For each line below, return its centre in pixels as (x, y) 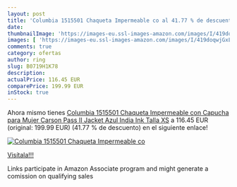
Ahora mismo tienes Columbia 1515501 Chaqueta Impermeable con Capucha (118, 113)
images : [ (22, 40)
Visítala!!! (20, 155)
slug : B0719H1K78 (33, 66)
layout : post (26, 14)
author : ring (26, 60)
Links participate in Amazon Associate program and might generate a (108, 169)
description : (26, 73)
